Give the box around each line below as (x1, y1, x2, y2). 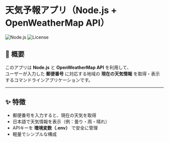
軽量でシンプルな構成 (12, 131, 57, 137)
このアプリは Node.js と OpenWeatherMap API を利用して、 (5, 64, 132, 70)
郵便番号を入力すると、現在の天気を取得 (12, 112, 97, 118)
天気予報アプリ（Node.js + (5, 5, 117, 16)
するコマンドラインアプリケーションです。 (5, 77, 93, 83)
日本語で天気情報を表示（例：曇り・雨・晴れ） (12, 118, 110, 124)
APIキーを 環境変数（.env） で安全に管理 (12, 124, 98, 131)
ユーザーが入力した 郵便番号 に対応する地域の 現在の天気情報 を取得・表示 (5, 70, 160, 77)
